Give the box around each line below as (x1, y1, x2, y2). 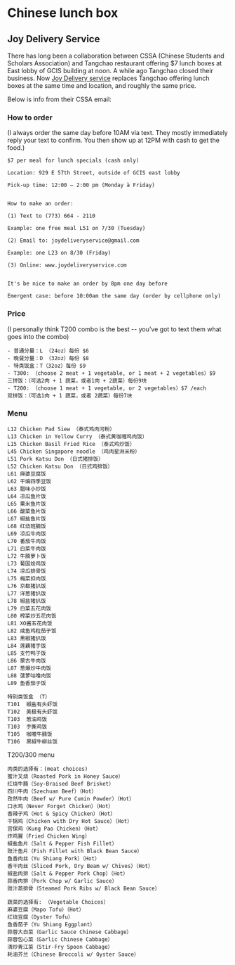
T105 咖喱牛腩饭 (7, 730, 53, 738)
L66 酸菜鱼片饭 (7, 508, 47, 515)
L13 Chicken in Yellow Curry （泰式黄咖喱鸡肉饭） (7, 433, 148, 440)
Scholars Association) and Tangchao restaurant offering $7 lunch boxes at (7, 59, 222, 68)
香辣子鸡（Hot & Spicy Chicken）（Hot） (7, 810, 116, 817)
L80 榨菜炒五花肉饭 (7, 612, 57, 620)
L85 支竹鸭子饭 (7, 649, 47, 657)
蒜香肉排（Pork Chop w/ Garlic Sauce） (7, 877, 118, 884)
